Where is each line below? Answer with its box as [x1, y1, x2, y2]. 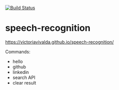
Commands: [5, 48, 31, 55]
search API [12, 74, 35, 80]
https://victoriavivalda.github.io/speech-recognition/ [5, 39, 114, 45]
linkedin [12, 69, 29, 75]
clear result [12, 79, 36, 85]
